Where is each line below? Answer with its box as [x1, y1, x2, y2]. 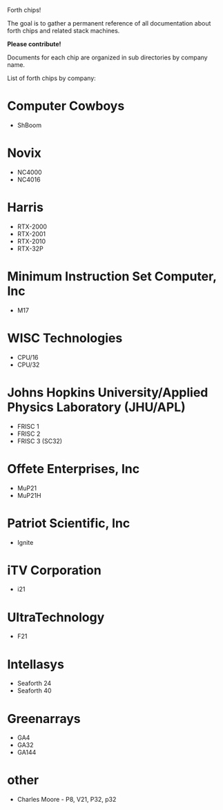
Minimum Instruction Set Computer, [7, 269, 217, 284]
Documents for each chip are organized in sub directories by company [7, 53, 209, 61]
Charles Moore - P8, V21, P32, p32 [17, 795, 117, 804]
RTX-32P [17, 244, 43, 253]
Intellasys [7, 656, 64, 672]
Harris [7, 200, 43, 215]
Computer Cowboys [7, 98, 125, 114]
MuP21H [17, 491, 41, 499]
